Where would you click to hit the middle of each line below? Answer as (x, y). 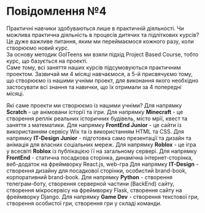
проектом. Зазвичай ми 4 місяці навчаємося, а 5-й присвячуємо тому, (100, 74)
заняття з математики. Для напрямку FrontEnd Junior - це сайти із (94, 125)
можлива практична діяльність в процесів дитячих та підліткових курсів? (103, 34)
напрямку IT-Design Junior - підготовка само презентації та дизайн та (99, 138)
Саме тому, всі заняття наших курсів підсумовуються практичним (94, 67)
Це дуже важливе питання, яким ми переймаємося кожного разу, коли (100, 41)
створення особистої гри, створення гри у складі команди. (84, 203)
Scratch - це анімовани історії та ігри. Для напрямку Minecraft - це (95, 112)
